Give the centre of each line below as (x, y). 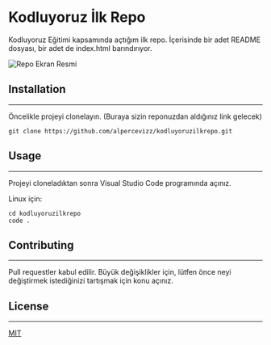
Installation (37, 89)
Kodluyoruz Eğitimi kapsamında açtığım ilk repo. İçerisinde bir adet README (134, 40)
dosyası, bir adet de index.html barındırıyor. (80, 48)
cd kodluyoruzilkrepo (45, 213)
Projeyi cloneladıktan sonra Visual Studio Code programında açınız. (120, 183)
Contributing (41, 245)
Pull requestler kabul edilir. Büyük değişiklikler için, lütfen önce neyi (120, 272)
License (29, 306)
